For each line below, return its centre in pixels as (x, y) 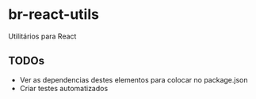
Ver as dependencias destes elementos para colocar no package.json (134, 79)
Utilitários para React (42, 36)
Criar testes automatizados (64, 88)
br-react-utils (53, 15)
